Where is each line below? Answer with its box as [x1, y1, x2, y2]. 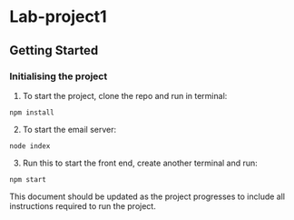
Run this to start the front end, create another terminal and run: [22, 157, 259, 168]
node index [9, 141, 51, 151]
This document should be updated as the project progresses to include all [9, 191, 286, 202]
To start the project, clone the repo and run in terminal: [22, 90, 228, 101]
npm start [9, 175, 47, 184]
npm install [9, 107, 54, 117]
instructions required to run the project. [9, 200, 156, 211]
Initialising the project [9, 70, 108, 83]
